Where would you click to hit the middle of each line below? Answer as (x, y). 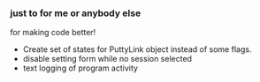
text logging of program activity (80, 68)
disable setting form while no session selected (107, 59)
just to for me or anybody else (76, 13)
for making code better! (53, 33)
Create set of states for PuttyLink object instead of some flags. (137, 49)
